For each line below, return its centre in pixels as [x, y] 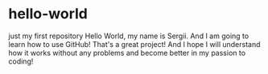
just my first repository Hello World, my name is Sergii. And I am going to [129, 36]
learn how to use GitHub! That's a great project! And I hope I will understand [134, 44]
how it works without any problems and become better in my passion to [127, 53]
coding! [21, 61]
